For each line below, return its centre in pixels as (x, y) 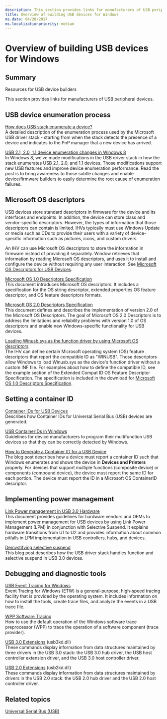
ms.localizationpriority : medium (40, 24)
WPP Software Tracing (28, 617)
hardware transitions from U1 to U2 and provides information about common (83, 532)
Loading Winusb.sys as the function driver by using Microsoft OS (72, 341)
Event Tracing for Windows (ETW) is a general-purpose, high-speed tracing (83, 591)
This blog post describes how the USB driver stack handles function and (79, 553)
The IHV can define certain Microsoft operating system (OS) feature (75, 351)
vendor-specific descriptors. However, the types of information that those (81, 222)
